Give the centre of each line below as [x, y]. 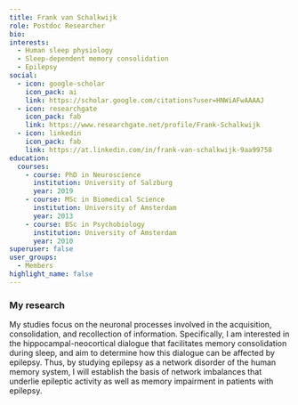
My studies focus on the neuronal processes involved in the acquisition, [141, 325]
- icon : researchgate [57, 109]
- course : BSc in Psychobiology [85, 224]
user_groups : [33, 258]
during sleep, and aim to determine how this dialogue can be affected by [142, 353]
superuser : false [41, 249]
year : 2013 [53, 216]
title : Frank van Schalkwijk [63, 17]
